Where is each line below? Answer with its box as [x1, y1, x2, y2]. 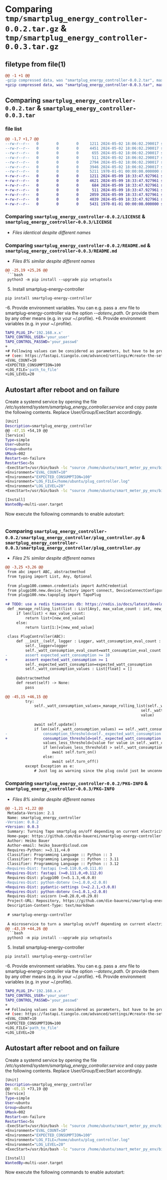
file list [5, 125, 22, 132]
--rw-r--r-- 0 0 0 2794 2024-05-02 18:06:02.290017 [5, 160, 159, 165]
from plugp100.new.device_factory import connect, [7, 588, 114, 593]
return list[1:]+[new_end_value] [25, 625, 94, 630]
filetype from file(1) [5, 60, 66, 68]
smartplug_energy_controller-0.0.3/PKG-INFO [5, 786, 115, 792]
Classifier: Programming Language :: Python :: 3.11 [7, 857, 119, 862]
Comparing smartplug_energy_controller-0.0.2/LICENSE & [5, 213, 146, 220]
